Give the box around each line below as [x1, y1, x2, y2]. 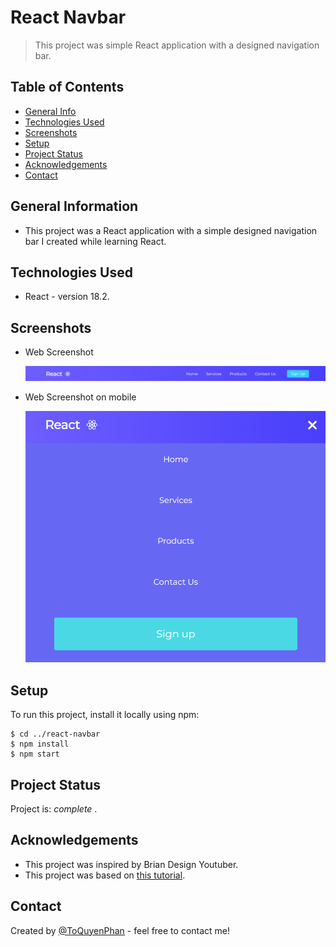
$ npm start [10, 749, 60, 760]
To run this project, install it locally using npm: [10, 709, 200, 721]
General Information [10, 198, 139, 215]
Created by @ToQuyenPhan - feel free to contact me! [10, 924, 231, 936]
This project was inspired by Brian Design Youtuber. [24, 858, 239, 870]
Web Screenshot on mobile [24, 391, 137, 403]
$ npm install [10, 739, 70, 750]
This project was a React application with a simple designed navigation [24, 224, 318, 236]
